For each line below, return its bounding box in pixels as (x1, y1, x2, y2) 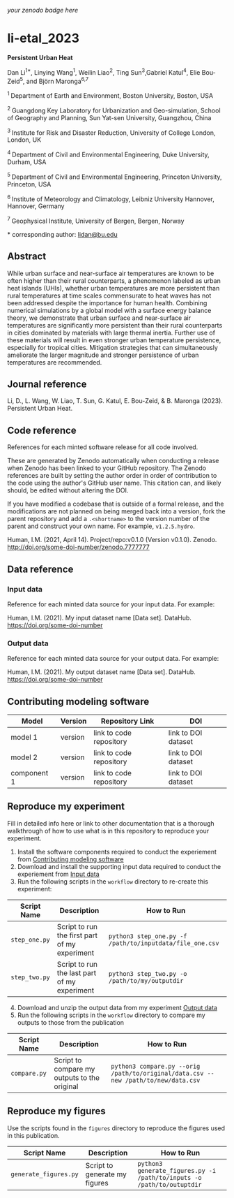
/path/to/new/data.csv (125, 1076, 201, 1084)
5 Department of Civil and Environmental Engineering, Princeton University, (7, 171, 222, 181)
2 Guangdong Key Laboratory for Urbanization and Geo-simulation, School (7, 105, 221, 115)
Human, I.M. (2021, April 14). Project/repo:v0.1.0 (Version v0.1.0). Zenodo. (7, 536, 217, 544)
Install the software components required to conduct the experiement (17, 847, 217, 856)
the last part (56, 967, 96, 977)
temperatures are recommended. (7, 358, 102, 366)
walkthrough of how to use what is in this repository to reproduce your (7, 826, 210, 835)
